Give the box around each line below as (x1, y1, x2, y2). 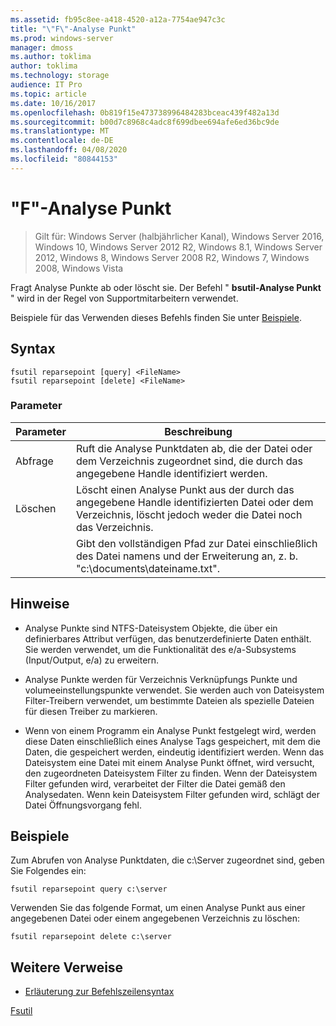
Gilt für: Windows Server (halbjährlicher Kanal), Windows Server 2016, (34, 230, 325, 242)
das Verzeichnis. (75, 520, 154, 534)
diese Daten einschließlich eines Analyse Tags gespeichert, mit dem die (24, 735, 321, 747)
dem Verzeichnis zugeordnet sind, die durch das (75, 454, 303, 468)
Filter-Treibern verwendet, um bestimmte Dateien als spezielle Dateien (24, 694, 315, 706)
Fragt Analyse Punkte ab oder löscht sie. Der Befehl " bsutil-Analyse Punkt (10, 281, 322, 293)
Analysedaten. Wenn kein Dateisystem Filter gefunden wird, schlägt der (24, 788, 320, 800)
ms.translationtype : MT (10, 126, 110, 136)
